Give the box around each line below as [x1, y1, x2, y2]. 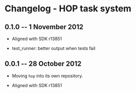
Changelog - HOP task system [4, 3, 132, 14]
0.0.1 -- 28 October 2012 [4, 60, 81, 68]
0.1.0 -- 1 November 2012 [4, 23, 84, 31]
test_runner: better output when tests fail [11, 46, 95, 51]
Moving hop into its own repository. [11, 73, 83, 79]
